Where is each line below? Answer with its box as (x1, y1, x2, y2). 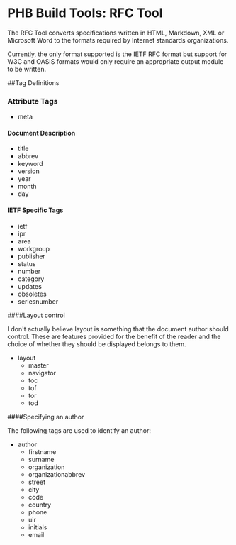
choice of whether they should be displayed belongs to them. (7, 339, 186, 348)
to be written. (7, 65, 47, 73)
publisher (17, 252, 46, 260)
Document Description (7, 128, 76, 137)
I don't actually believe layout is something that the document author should (7, 324, 229, 333)
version (17, 167, 40, 175)
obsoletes (17, 290, 47, 298)
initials (28, 523, 47, 532)
